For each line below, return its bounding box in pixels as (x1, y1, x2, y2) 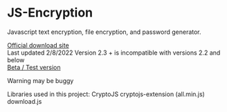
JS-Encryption (7, 5, 93, 21)
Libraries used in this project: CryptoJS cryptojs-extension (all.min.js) (7, 90, 206, 98)
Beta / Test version (7, 63, 61, 71)
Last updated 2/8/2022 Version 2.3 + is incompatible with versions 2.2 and (7, 48, 221, 57)
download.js (7, 97, 42, 105)
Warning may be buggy (7, 76, 74, 84)
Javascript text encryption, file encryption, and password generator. (7, 28, 202, 36)
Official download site (7, 41, 69, 49)
